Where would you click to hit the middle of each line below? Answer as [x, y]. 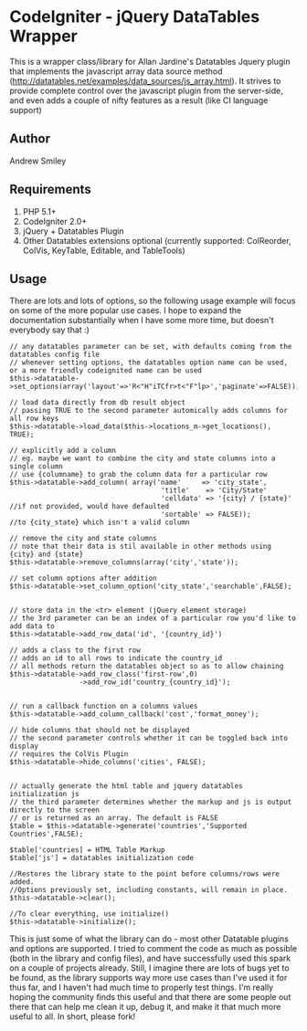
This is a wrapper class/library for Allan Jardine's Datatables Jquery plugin [150, 61]
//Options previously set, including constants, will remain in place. [148, 890]
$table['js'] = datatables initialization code [102, 858]
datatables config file [55, 355]
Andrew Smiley [38, 161]
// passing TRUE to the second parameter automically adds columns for [148, 411]
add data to [32, 626]
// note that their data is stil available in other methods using [141, 547]
